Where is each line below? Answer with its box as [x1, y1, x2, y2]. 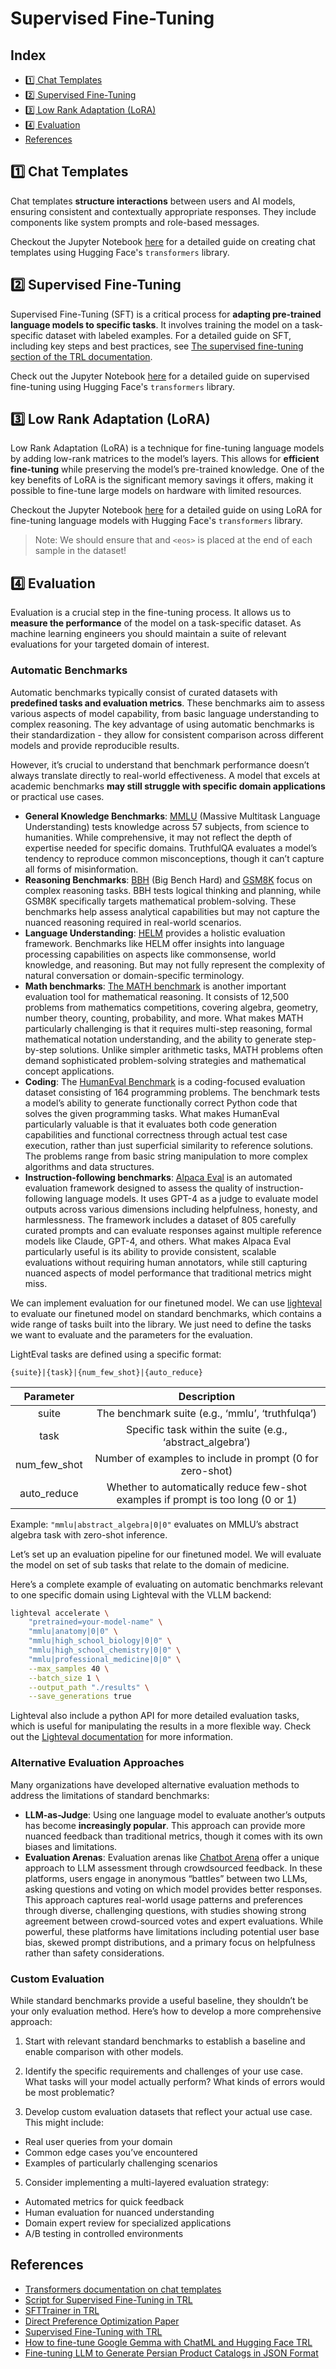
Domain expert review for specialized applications [24, 2217, 232, 2229]
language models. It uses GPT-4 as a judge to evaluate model [64, 1192, 319, 1204]
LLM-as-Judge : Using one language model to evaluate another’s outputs [24, 1808, 326, 1821]
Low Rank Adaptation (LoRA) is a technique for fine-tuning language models [10, 442, 325, 454]
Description [178, 1389, 236, 1403]
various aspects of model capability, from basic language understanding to [10, 707, 320, 719]
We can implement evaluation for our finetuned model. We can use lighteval [10, 1297, 323, 1309]
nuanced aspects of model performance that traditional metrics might [24, 1267, 312, 1279]
